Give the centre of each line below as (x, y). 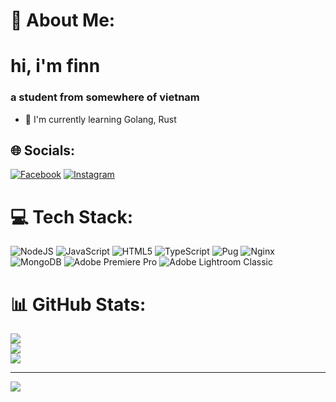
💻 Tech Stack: (72, 216)
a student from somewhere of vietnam (105, 97)
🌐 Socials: (43, 150)
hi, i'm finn (55, 66)
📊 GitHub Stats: (78, 304)
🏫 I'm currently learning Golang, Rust (100, 119)
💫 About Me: (63, 20)
